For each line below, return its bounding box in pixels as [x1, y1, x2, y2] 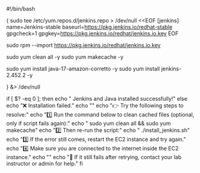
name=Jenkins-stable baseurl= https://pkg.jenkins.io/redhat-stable [6, 24, 173, 30]
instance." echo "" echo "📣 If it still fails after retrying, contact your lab [6, 154, 182, 160]
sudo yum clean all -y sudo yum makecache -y [6, 53, 124, 60]
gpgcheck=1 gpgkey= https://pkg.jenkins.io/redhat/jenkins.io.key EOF [6, 30, 179, 37]
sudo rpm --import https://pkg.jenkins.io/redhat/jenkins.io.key [6, 42, 161, 49]
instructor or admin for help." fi [6, 160, 83, 167]
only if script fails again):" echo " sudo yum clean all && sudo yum [6, 120, 171, 127]
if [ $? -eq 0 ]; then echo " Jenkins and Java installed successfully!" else [6, 95, 188, 102]
